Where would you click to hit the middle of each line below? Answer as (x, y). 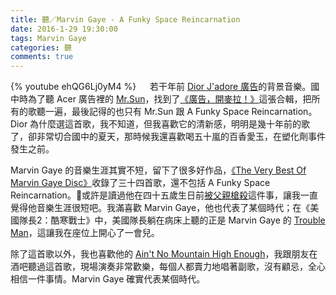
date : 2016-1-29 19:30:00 (64, 29)
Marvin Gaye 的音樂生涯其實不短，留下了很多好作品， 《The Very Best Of (158, 170)
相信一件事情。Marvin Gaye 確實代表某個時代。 (108, 279)
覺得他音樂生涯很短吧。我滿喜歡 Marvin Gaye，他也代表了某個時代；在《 (160, 208)
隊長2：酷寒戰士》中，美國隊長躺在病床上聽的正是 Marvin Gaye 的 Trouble (172, 220)
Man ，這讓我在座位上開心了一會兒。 (85, 233)
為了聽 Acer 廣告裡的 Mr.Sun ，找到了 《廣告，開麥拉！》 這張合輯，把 (169, 99)
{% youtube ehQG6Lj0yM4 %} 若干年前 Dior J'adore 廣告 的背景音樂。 (161, 87)
